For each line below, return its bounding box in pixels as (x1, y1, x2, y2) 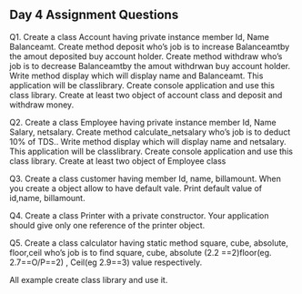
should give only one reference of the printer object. (9, 219, 206, 230)
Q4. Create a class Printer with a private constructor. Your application (9, 209, 269, 221)
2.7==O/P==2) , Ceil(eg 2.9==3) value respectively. (9, 257, 203, 268)
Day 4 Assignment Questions (9, 7, 179, 23)
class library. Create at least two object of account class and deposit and (9, 89, 283, 100)
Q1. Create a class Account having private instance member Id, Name (9, 31, 270, 42)
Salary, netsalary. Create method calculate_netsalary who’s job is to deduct (9, 127, 291, 137)
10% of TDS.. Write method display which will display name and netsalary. (9, 136, 287, 147)
